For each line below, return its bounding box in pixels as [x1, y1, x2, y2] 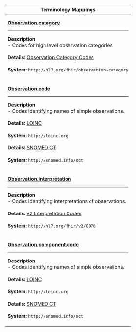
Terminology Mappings [40, 6, 96, 13]
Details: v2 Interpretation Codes [7, 210, 82, 217]
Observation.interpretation [7, 176, 71, 182]
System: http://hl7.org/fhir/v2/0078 [7, 222, 96, 229]
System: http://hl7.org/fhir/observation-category [7, 66, 129, 73]
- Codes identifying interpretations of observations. [7, 198, 126, 205]
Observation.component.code [7, 241, 79, 248]
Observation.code [7, 85, 50, 92]
